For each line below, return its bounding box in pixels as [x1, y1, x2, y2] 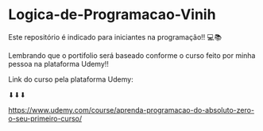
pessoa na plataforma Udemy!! [8, 59, 110, 68]
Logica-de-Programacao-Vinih [8, 6, 216, 24]
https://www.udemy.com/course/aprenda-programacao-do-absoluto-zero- [8, 105, 255, 114]
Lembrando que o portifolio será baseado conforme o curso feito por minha [8, 50, 256, 60]
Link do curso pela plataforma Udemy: [8, 74, 133, 84]
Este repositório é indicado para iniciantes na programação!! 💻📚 [8, 32, 222, 41]
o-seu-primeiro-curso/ [8, 114, 82, 123]
